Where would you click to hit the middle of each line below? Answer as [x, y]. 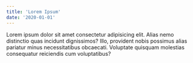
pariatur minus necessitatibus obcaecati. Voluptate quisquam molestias [96, 47]
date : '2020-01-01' [31, 17]
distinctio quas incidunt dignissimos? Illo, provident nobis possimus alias [97, 41]
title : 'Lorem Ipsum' [34, 12]
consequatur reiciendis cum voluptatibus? [59, 53]
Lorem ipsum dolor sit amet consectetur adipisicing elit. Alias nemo [90, 34]
